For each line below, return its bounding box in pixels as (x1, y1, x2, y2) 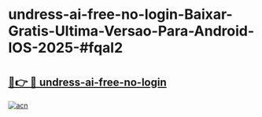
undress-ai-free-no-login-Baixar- (8, 5, 234, 24)
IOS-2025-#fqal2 (8, 39, 124, 57)
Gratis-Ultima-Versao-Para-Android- (8, 22, 255, 40)
